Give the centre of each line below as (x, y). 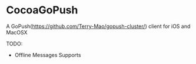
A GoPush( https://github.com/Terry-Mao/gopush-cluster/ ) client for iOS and (98, 26)
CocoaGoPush (42, 10)
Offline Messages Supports (48, 55)
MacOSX (17, 32)
